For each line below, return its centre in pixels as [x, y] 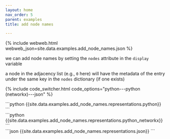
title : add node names [29, 24]
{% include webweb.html [31, 43]
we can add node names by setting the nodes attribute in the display [77, 59]
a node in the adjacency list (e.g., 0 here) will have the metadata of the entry [85, 74]
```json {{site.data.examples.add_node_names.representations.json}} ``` [80, 131]
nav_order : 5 [19, 15]
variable [14, 64]
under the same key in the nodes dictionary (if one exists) [65, 79]
